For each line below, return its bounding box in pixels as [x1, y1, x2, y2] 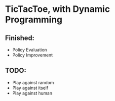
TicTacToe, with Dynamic [5, 3, 110, 15]
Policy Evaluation [12, 47, 47, 52]
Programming [5, 14, 63, 25]
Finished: [5, 34, 35, 42]
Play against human [12, 90, 53, 96]
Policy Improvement [12, 52, 53, 58]
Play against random [12, 79, 54, 85]
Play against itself [12, 85, 48, 91]
